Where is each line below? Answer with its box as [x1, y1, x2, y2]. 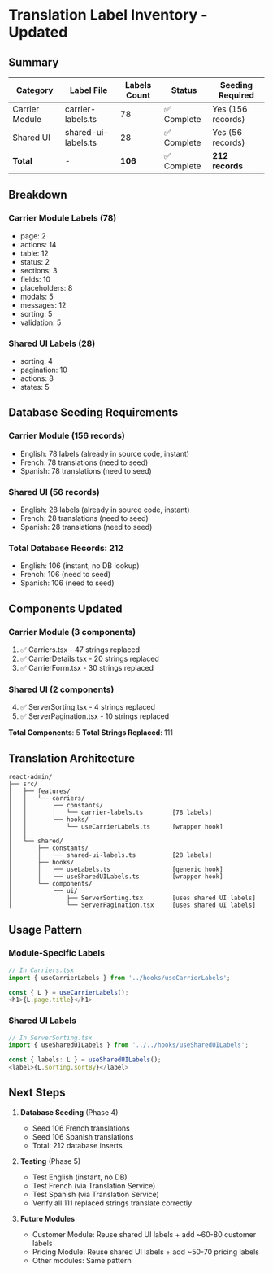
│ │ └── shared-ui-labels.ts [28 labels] [8, 851, 213, 860]
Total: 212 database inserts [32, 1140, 123, 1150]
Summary [8, 55, 59, 69]
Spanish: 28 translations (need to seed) [19, 522, 153, 532]
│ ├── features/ [8, 787, 71, 795]
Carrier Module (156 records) [8, 430, 126, 441]
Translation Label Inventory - [8, 6, 208, 24]
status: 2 [19, 256, 50, 266]
